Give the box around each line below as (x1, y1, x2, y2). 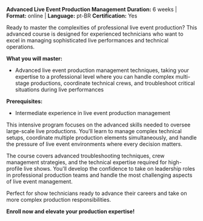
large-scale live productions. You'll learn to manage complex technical (6, 128, 182, 134)
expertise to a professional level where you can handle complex (15, 73, 175, 80)
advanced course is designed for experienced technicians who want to (6, 30, 184, 38)
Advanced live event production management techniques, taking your (15, 67, 190, 74)
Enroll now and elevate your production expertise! (6, 208, 135, 215)
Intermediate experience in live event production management (15, 110, 171, 116)
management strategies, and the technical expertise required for (6, 159, 167, 166)
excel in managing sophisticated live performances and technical (6, 37, 168, 44)
